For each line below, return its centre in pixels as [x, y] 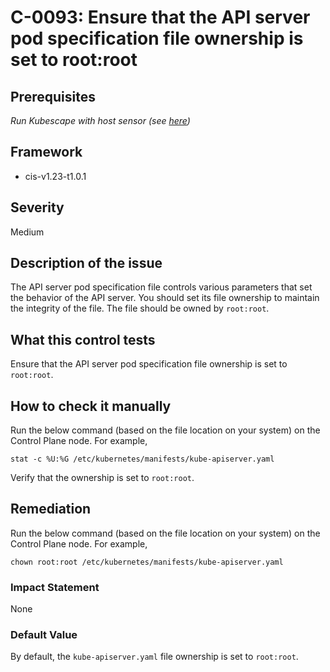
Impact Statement [55, 587]
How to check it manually [91, 406]
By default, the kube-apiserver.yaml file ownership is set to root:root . [154, 657]
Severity [37, 207]
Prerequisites [53, 96]
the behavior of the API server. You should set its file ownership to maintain [165, 298]
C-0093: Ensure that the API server [160, 17]
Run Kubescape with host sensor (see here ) [100, 120]
